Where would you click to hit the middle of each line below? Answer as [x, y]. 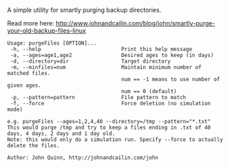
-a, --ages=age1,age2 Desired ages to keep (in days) [112, 55]
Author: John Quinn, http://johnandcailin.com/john [83, 158]
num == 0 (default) [149, 92]
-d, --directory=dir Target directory [90, 61]
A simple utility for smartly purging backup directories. [84, 10]
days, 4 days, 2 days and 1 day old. [61, 134]
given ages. [24, 85]
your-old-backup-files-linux [46, 31]
